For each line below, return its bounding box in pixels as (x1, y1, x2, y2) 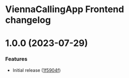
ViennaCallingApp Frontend (5, 4, 124, 15)
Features (5, 56, 28, 63)
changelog (5, 14, 51, 26)
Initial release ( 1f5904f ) (12, 67, 61, 73)
